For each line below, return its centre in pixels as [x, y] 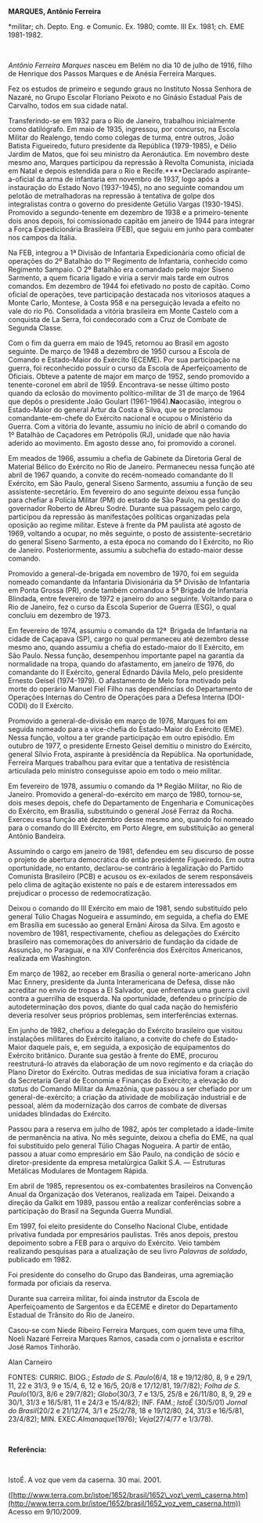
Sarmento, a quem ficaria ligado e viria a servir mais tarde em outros [119, 278]
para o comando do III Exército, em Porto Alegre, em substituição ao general [131, 828]
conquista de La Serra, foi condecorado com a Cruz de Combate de [117, 320]
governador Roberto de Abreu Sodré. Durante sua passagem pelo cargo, [125, 508]
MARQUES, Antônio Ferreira [55, 11]
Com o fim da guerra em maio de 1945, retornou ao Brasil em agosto [119, 343]
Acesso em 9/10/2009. [45, 1512]
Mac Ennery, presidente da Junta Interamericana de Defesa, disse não [122, 982]
